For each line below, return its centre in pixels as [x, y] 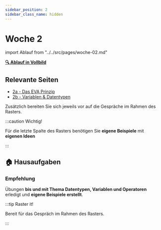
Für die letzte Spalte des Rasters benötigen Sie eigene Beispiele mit [75, 131]
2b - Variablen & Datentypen [41, 97]
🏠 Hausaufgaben [33, 162]
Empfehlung [20, 179]
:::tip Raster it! [19, 204]
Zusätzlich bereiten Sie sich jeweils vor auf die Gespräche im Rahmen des [80, 106]
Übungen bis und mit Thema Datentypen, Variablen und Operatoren [76, 189]
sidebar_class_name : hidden [34, 14]
